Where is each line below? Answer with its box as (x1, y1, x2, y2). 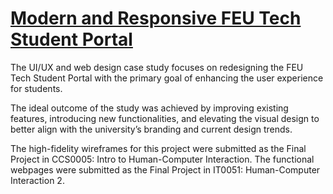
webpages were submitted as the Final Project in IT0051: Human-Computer (10, 163, 321, 176)
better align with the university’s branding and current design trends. (10, 123, 293, 135)
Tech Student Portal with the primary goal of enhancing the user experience (10, 72, 324, 84)
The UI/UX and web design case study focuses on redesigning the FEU (10, 61, 304, 73)
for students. (10, 82, 63, 94)
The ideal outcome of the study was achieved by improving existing (10, 102, 289, 114)
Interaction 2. (10, 174, 65, 186)
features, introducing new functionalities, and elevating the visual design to (10, 112, 320, 124)
